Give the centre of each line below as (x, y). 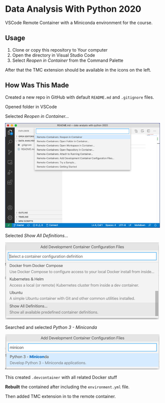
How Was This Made (37, 85)
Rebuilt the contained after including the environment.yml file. (68, 387)
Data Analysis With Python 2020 (73, 9)
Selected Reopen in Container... (37, 116)
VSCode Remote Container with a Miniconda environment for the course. (79, 23)
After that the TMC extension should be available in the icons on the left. (78, 70)
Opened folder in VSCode (31, 107)
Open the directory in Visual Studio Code (54, 55)
